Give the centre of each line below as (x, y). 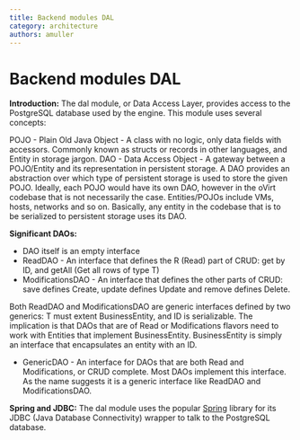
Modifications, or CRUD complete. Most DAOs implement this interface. (154, 372)
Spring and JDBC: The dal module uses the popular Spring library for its (143, 409)
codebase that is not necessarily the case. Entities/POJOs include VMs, (141, 198)
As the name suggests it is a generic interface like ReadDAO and (141, 382)
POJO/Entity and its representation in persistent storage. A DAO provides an (150, 169)
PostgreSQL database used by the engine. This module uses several (136, 113)
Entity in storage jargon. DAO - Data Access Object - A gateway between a (147, 159)
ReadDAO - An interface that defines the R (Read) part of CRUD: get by (154, 260)
